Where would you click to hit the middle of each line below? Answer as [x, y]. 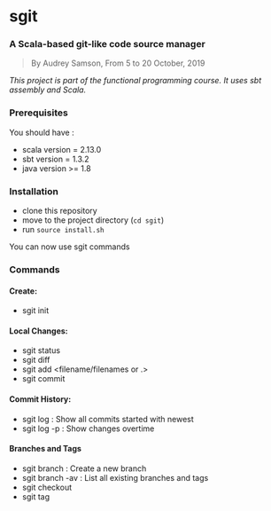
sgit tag [36, 496]
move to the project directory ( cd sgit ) [93, 220]
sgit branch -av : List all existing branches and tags [115, 477]
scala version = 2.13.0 [62, 149]
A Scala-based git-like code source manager [107, 44]
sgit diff [36, 360]
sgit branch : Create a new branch [84, 468]
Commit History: [40, 399]
